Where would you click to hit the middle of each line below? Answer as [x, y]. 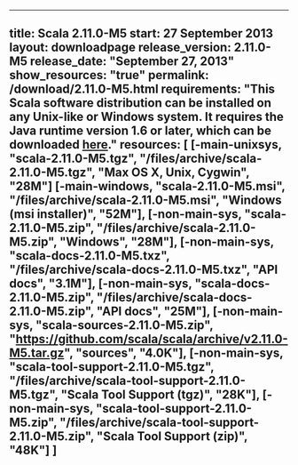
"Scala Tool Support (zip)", [172, 437]
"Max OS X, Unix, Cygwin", [173, 173]
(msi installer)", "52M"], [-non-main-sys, [125, 214]
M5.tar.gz [37, 353]
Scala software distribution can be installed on [141, 103]
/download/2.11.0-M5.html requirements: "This [142, 89]
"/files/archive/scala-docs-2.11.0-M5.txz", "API [144, 270]
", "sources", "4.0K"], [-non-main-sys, [173, 353]
